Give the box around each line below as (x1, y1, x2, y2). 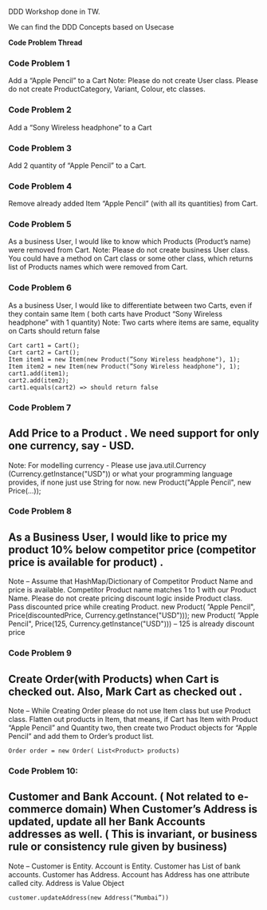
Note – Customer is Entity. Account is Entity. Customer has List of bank (8, 861, 241, 871)
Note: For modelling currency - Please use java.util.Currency (8, 460, 206, 470)
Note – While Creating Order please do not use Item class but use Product (8, 705, 251, 715)
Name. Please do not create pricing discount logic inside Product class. (8, 593, 243, 603)
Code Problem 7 (8, 401, 72, 413)
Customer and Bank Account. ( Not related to (8, 790, 236, 804)
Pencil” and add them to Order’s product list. (8, 731, 154, 740)
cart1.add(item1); (8, 369, 69, 377)
